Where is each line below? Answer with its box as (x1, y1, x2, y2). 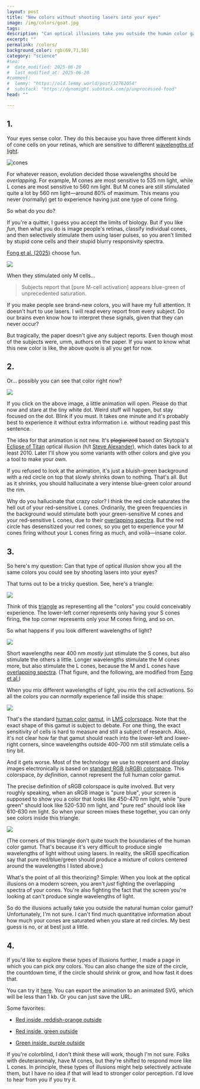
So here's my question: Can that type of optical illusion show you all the (7, 563, 182, 570)
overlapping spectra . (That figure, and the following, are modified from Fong (7, 669, 193, 676)
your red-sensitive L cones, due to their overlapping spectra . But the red (7, 517, 183, 524)
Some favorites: (7, 1005, 46, 1012)
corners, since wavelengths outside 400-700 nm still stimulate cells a (19, 741, 189, 748)
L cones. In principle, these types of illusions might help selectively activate (7, 1063, 192, 1071)
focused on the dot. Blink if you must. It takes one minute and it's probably (7, 413, 189, 420)
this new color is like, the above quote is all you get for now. (7, 344, 153, 352)
